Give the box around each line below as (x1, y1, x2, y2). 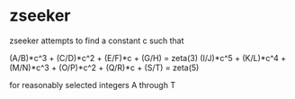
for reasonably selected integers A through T (9, 79, 176, 90)
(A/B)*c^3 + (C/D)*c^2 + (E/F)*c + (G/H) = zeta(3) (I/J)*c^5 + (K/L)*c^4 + (9, 52, 287, 63)
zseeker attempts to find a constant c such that (9, 35, 184, 46)
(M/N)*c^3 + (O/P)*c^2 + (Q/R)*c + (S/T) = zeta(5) (9, 62, 200, 73)
